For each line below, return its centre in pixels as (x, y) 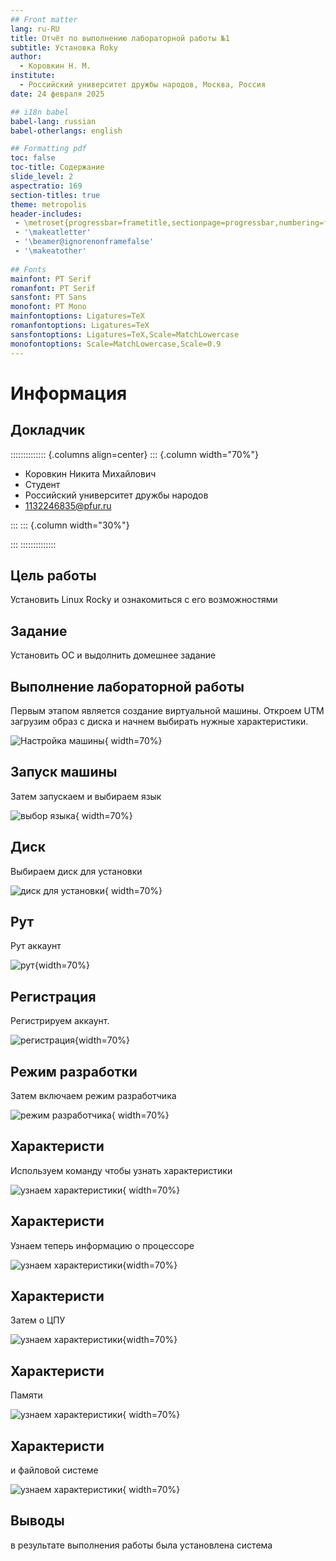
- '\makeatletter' (53, 232)
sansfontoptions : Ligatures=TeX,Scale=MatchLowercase (125, 334)
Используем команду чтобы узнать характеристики (121, 1170)
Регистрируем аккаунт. (60, 1021)
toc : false (33, 158)
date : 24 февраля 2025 (57, 94)
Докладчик (48, 430)
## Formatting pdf (48, 149)
